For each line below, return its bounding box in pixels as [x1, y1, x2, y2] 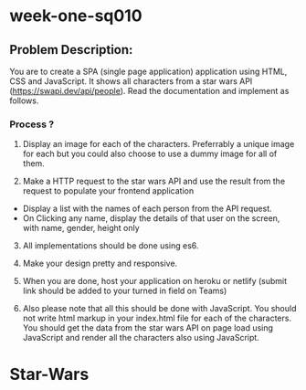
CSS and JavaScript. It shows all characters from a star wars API [9, 76, 253, 87]
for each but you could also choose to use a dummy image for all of [22, 148, 278, 160]
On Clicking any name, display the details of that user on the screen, [22, 213, 280, 224]
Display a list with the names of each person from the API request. [22, 203, 272, 215]
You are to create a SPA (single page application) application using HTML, [9, 66, 288, 77]
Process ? [9, 118, 55, 131]
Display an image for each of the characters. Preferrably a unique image [22, 139, 295, 150]
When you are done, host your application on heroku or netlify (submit [22, 276, 288, 287]
